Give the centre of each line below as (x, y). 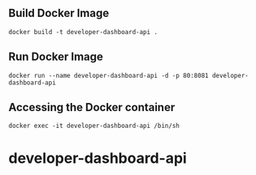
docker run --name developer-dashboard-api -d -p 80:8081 (108, 75)
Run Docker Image (56, 57)
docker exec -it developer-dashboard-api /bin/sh (94, 126)
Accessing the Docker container (92, 107)
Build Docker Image (59, 13)
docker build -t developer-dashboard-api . (83, 32)
